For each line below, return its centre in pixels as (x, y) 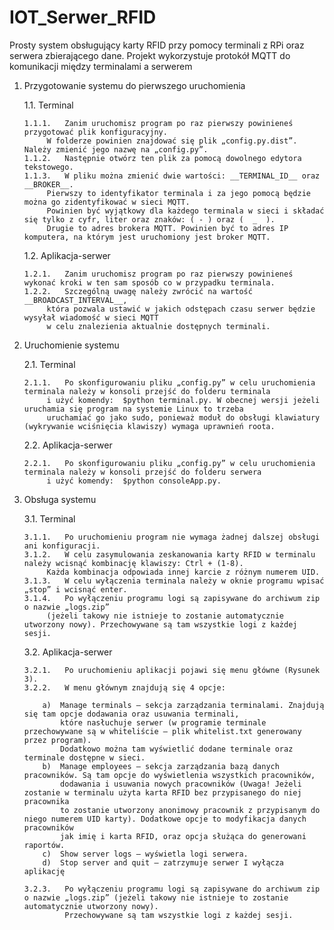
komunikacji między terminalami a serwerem (101, 66)
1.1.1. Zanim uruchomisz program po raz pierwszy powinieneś (158, 123)
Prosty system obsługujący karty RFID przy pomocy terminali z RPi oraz (157, 45)
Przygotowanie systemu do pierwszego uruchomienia (134, 85)
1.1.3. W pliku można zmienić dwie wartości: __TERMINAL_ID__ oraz (172, 176)
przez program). (57, 740)
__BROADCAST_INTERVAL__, (75, 300)
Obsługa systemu (60, 499)
